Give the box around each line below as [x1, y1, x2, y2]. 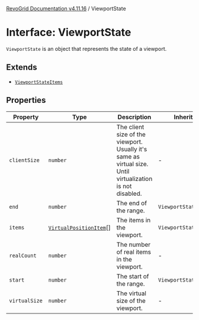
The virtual [116, 289, 147, 298]
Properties [6, 95, 46, 105]
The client [116, 122, 145, 131]
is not [116, 182, 132, 190]
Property [12, 112, 39, 121]
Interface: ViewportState [6, 26, 131, 39]
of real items [116, 248, 151, 256]
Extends [6, 62, 37, 73]
